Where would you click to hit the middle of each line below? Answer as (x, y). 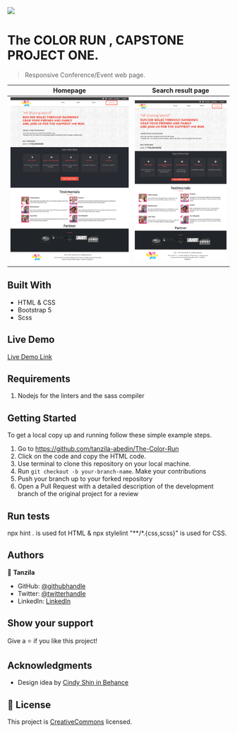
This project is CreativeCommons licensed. (70, 722)
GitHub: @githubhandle (51, 586)
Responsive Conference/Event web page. (85, 75)
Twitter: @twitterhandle (51, 593)
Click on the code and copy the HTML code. (82, 457)
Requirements (39, 379)
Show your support (50, 623)
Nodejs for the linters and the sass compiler (81, 396)
